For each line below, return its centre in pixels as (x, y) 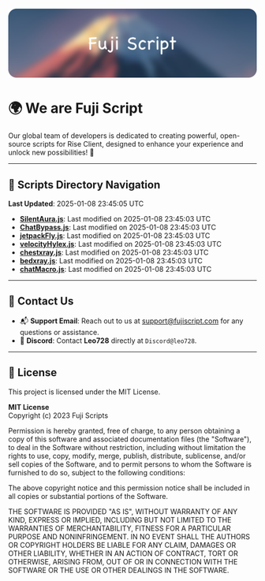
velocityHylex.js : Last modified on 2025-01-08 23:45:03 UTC (121, 244)
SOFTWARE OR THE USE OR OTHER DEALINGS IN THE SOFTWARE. (119, 570)
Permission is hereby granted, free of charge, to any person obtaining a (124, 430)
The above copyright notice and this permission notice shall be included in (129, 488)
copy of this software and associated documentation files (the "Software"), (130, 439)
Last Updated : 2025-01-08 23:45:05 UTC (76, 204)
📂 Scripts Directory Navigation (84, 185)
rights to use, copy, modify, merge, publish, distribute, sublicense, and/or (127, 456)
